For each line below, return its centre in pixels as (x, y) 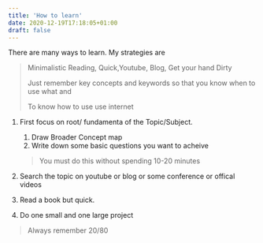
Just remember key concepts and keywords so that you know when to (141, 83)
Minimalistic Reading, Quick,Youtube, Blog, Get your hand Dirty (130, 68)
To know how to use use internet (80, 107)
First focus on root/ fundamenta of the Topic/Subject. (106, 122)
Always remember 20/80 (68, 230)
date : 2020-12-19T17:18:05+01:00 (63, 23)
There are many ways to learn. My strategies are (87, 53)
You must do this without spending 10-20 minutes (120, 161)
